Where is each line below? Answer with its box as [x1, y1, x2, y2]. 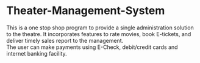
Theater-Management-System [6, 4, 165, 18]
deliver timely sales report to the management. [6, 37, 124, 44]
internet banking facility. [6, 50, 67, 57]
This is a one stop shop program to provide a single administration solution [6, 24, 194, 31]
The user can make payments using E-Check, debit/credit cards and [6, 43, 178, 51]
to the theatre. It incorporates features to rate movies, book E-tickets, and [6, 30, 191, 37]
